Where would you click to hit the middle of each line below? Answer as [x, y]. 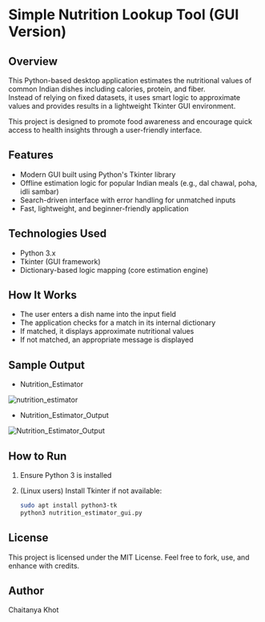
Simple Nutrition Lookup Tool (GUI [124, 15]
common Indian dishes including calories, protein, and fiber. [107, 89]
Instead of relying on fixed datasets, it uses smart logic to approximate [124, 97]
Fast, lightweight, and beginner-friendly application [104, 208]
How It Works [43, 295]
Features [31, 155]
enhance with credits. [44, 565]
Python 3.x [38, 253]
